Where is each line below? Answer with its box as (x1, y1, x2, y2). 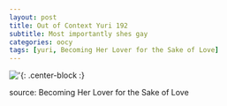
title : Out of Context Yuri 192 (9, 21, 128, 30)
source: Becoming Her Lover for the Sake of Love (9, 87, 190, 98)
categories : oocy (9, 37, 73, 47)
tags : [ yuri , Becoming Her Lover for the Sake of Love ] (9, 46, 219, 55)
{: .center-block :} (20, 70, 86, 80)
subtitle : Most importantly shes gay (9, 29, 148, 38)
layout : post (9, 12, 57, 22)
